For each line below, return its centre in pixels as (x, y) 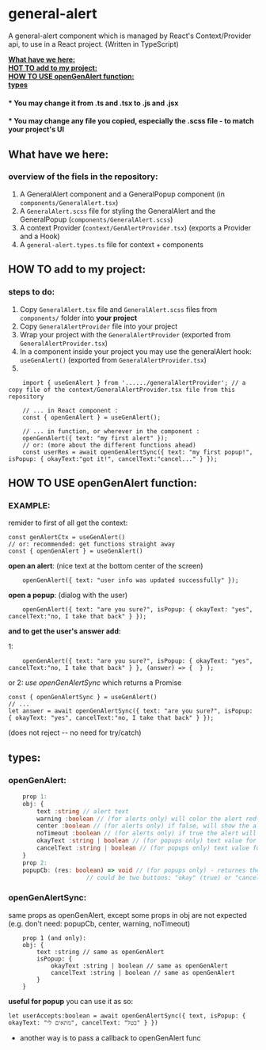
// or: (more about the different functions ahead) (109, 445)
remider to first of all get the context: (68, 523)
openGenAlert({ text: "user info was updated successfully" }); (131, 580)
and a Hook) (40, 236)
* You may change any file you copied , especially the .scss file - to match (131, 121)
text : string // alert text (83, 811)
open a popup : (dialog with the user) (68, 595)
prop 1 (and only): (55, 938)
